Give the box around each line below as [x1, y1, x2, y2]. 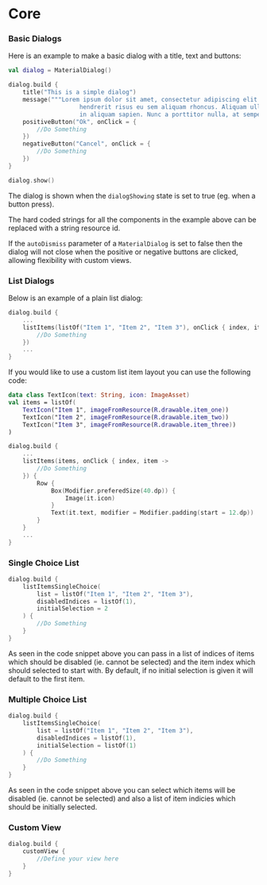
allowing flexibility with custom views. [8, 255, 132, 265]
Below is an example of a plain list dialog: [8, 293, 143, 303]
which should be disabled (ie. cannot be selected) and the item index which [8, 657, 256, 667]
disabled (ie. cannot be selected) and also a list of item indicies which [8, 794, 236, 803]
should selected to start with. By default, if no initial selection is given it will [8, 665, 253, 675]
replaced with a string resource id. [8, 223, 121, 233]
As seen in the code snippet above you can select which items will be [8, 786, 236, 794]
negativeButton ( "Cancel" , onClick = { [22, 140, 151, 148]
